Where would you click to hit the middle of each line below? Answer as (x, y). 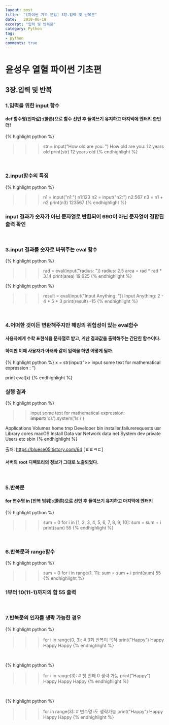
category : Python (24, 29)
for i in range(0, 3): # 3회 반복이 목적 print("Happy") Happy (104, 640)
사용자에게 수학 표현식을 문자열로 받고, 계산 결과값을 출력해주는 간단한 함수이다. (83, 338)
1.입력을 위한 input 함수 (32, 106)
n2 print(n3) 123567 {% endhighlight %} (85, 202)
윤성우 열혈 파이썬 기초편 (54, 70)
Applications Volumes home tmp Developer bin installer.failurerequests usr (83, 428)
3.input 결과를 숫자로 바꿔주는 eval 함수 (51, 249)
